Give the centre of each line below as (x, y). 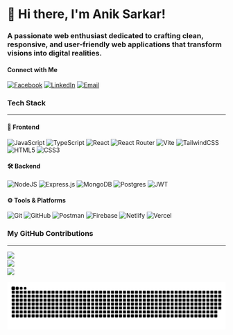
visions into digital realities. (55, 53)
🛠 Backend (24, 166)
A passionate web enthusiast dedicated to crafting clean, (105, 36)
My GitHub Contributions (50, 234)
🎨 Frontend (23, 127)
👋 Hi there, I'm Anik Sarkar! (87, 14)
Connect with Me (32, 69)
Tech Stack (27, 103)
